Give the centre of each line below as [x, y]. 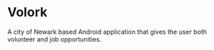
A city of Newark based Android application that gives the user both [107, 32]
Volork [27, 12]
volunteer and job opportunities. [55, 39]
